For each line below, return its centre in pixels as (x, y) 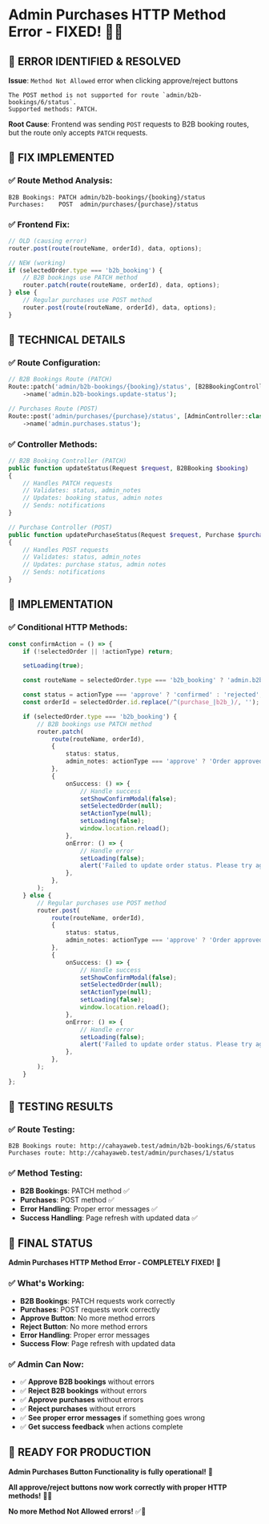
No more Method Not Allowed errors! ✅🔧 (77, 1511)
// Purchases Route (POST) (53, 409)
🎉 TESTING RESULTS (61, 1107)
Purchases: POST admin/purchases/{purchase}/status (103, 204)
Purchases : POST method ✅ (67, 1199)
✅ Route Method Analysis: (60, 180)
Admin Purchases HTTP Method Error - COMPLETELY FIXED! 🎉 (115, 1263)
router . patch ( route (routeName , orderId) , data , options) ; (121, 285)
